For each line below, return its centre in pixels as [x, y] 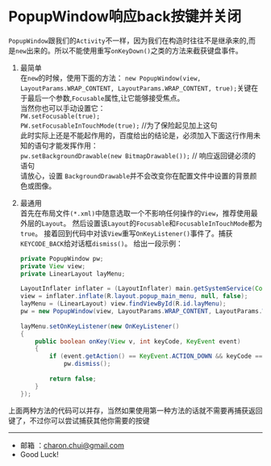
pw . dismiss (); [87, 364]
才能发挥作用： [73, 145]
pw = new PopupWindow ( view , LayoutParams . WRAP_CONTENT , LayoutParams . [141, 312]
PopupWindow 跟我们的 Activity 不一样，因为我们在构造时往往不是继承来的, [129, 40]
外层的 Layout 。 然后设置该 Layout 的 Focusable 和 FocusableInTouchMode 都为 [141, 223]
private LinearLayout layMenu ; [73, 274]
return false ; [73, 379]
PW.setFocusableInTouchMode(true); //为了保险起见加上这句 [119, 125]
